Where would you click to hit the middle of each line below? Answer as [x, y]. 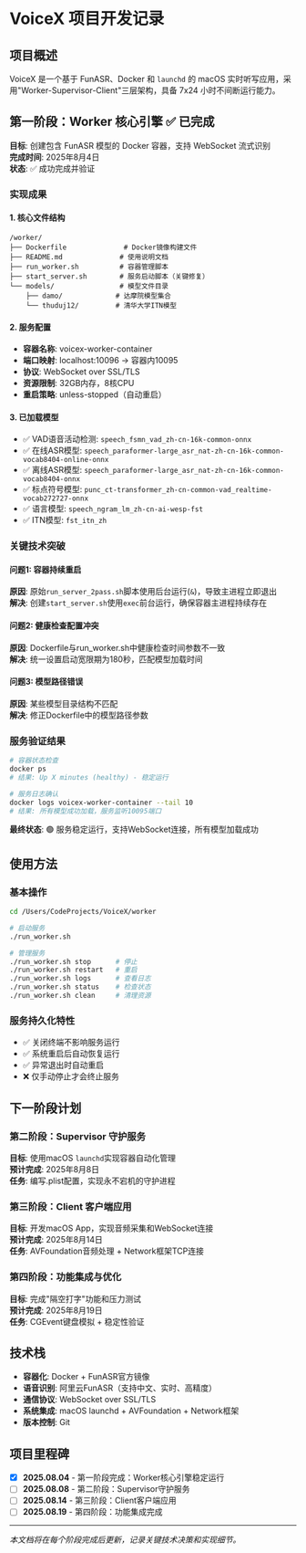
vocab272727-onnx [56, 498]
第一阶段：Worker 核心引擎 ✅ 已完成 [112, 122]
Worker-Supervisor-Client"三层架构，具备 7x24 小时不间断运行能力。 [151, 90]
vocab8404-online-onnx [66, 460]
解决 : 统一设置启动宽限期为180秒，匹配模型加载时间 [106, 659]
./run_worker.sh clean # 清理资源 [81, 996]
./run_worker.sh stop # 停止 [74, 961]
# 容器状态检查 [34, 761]
